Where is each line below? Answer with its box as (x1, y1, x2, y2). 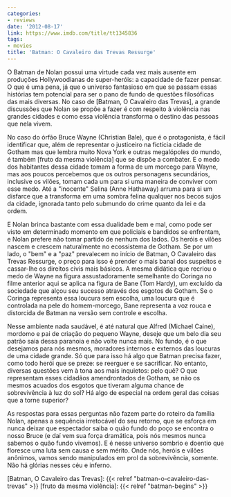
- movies (7, 42, 33, 49)
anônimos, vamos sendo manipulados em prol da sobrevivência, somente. (7, 453, 219, 462)
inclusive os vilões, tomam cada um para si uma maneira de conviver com (7, 177, 218, 185)
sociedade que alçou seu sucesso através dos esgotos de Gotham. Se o (7, 286, 213, 295)
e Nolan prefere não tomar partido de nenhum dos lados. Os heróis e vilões (7, 235, 222, 243)
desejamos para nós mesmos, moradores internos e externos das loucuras (7, 344, 221, 353)
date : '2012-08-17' (7, 23, 64, 30)
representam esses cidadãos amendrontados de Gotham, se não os (7, 373, 201, 382)
